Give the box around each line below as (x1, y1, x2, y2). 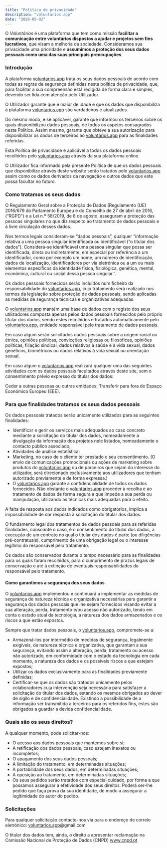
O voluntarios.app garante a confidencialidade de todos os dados (12, 481, 147, 487)
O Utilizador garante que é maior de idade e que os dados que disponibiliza (5, 101, 161, 107)
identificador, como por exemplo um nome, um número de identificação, (5, 254, 154, 261)
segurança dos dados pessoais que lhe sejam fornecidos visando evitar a (5, 601, 157, 607)
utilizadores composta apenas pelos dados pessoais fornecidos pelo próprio (5, 311, 163, 317)
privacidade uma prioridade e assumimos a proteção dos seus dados (5, 46, 150, 53)
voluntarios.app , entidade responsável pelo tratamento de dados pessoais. (5, 322, 159, 328)
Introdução (5, 64, 32, 71)
